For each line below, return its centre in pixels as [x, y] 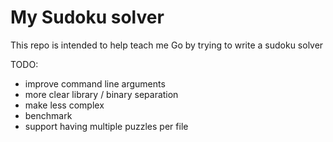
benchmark [48, 115]
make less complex [64, 105]
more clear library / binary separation [101, 94]
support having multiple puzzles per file [106, 126]
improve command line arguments [95, 83]
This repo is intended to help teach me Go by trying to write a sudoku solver [167, 45]
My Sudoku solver [87, 17]
